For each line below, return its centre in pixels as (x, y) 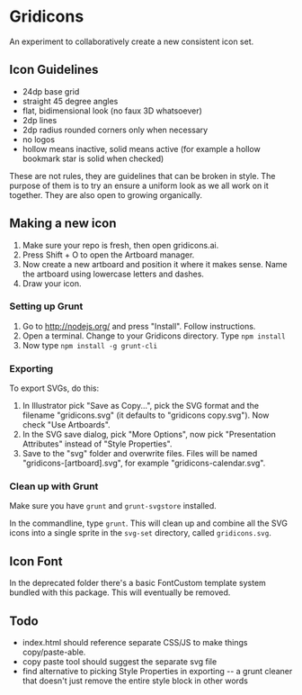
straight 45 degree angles (70, 101)
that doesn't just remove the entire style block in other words (135, 681)
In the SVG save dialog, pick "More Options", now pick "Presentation (149, 435)
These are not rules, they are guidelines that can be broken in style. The (142, 176)
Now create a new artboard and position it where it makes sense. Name (155, 264)
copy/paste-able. (54, 652)
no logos (39, 139)
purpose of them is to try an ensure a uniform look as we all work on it (139, 185)
